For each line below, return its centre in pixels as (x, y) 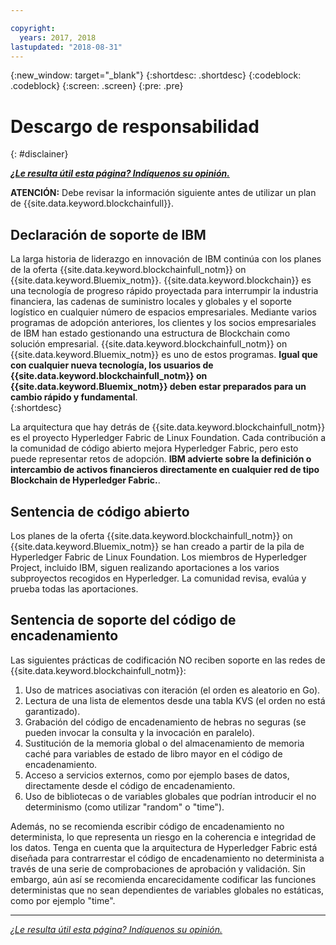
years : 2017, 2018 (58, 37)
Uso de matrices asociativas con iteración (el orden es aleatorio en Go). (172, 690)
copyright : (33, 28)
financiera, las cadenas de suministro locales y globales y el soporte (151, 302)
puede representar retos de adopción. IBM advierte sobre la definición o (161, 459)
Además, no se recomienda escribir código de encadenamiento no (147, 826)
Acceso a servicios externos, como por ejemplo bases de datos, (157, 775)
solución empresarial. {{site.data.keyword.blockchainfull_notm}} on (149, 344)
